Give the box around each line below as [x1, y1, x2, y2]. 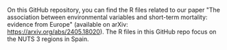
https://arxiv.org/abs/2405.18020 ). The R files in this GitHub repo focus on [7, 27, 217, 36]
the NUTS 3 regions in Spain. [7, 35, 89, 43]
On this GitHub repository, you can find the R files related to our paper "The [7, 6, 221, 14]
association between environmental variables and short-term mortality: [7, 13, 208, 21]
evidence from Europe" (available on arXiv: [7, 21, 128, 28]
